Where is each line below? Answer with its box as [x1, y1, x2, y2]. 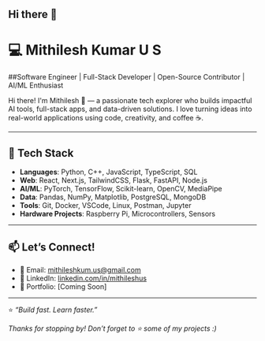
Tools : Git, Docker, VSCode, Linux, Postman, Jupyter [19, 201, 192, 210]
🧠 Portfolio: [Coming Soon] [19, 281, 107, 291]
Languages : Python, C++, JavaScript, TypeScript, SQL [19, 167, 198, 177]
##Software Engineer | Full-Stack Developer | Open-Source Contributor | [8, 72, 245, 82]
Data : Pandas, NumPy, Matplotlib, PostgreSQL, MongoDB [19, 192, 207, 202]
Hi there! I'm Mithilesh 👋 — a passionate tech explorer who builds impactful [8, 96, 252, 106]
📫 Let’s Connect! [8, 240, 95, 254]
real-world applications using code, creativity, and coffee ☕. [8, 113, 203, 123]
